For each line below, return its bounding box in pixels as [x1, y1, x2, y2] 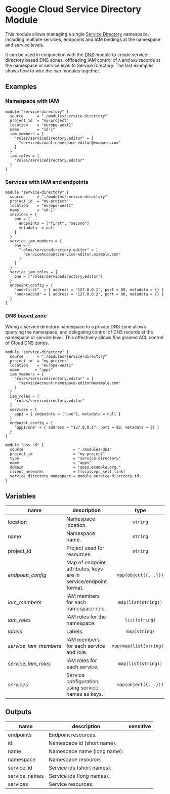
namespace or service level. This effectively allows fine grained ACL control [5, 335, 163, 341]
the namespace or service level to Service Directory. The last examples [5, 62, 154, 68]
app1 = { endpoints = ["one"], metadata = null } [14, 411, 121, 417]
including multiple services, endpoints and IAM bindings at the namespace [5, 36, 161, 43]
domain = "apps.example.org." [10, 465, 121, 470]
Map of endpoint [66, 559, 106, 566]
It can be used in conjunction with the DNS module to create [5, 52, 131, 58]
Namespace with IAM [5, 98, 59, 105]
